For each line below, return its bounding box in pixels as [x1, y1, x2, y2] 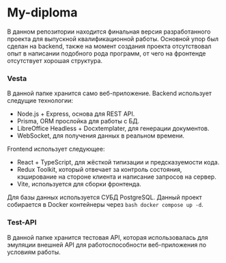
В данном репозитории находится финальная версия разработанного [7, 27, 211, 36]
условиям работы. [7, 248, 61, 256]
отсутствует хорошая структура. [7, 56, 103, 64]
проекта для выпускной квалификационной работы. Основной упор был [7, 34, 219, 42]
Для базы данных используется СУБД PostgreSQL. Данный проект [7, 193, 203, 201]
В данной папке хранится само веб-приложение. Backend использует [7, 89, 212, 97]
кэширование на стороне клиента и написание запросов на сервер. [16, 173, 216, 181]
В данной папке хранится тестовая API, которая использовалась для [7, 233, 208, 241]
